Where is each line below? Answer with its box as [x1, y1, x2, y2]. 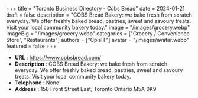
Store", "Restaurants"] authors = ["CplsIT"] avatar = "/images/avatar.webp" [6, 37, 189, 43]
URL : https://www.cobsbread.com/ [14, 54, 102, 61]
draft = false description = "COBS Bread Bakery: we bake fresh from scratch [6, 11, 192, 18]
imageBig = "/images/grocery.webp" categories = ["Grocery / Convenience [6, 30, 190, 37]
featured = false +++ [6, 43, 57, 50]
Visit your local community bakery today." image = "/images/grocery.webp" [6, 24, 190, 31]
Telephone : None [14, 79, 60, 86]
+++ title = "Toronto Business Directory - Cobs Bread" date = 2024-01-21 [6, 5, 185, 12]
